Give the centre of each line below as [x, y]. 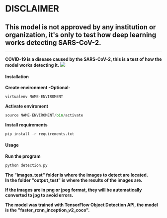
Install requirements [27, 124]
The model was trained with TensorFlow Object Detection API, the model [82, 205]
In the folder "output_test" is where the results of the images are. [74, 180]
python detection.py [27, 165]
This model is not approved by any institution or [81, 27]
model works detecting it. [32, 65]
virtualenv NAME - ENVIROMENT [34, 97]
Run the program [23, 156]
